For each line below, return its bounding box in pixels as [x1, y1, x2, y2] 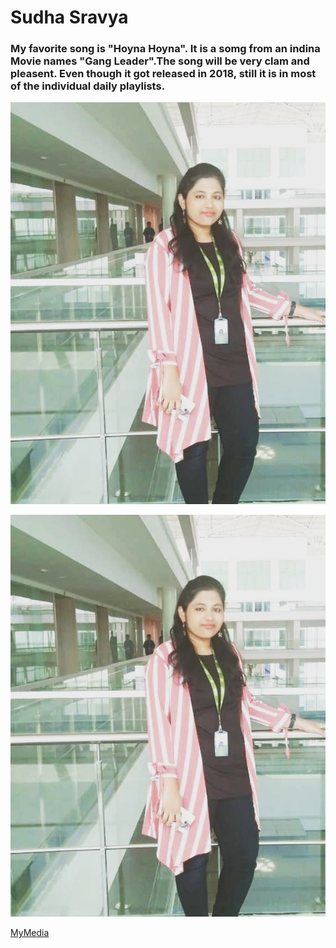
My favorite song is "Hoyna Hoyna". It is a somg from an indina [10, 42, 321, 56]
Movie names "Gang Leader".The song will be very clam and [10, 54, 310, 68]
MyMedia [10, 927, 50, 939]
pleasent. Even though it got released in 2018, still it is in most [10, 67, 317, 81]
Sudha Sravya [10, 6, 129, 29]
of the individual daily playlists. [10, 79, 166, 93]
